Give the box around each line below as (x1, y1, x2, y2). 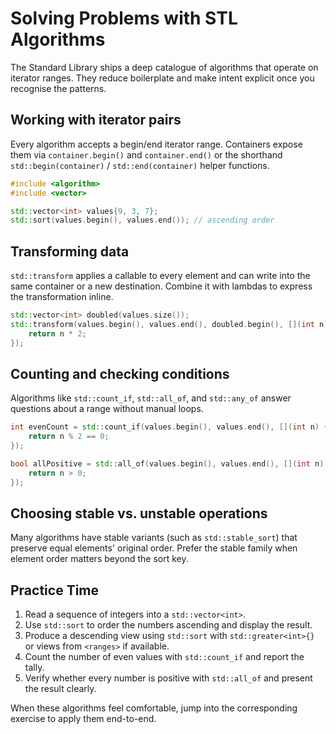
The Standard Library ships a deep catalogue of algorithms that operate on (10, 61, 319, 73)
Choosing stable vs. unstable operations (10, 505, 268, 522)
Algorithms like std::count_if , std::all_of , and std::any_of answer (10, 392, 292, 404)
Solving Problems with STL (10, 7, 238, 30)
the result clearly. (24, 683, 97, 695)
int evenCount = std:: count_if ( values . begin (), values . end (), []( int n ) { (10, 422, 329, 432)
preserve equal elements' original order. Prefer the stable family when (10, 542, 298, 554)
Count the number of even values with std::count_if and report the (24, 651, 305, 663)
